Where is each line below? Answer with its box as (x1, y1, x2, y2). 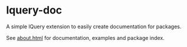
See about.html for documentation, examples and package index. (6, 34, 165, 41)
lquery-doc (6, 4, 63, 17)
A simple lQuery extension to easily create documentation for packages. (6, 23, 182, 30)
